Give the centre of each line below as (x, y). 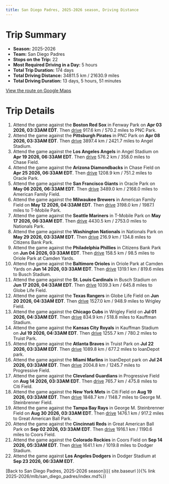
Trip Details (30, 111)
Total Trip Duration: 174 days (43, 70)
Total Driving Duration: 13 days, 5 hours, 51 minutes (67, 80)
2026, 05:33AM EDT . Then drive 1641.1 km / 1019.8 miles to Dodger (83, 445)
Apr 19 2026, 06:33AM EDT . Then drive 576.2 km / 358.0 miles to (81, 157)
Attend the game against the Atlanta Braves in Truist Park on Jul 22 (83, 344)
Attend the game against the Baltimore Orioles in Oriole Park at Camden (88, 263)
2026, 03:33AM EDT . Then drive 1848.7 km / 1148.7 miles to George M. (87, 397)
